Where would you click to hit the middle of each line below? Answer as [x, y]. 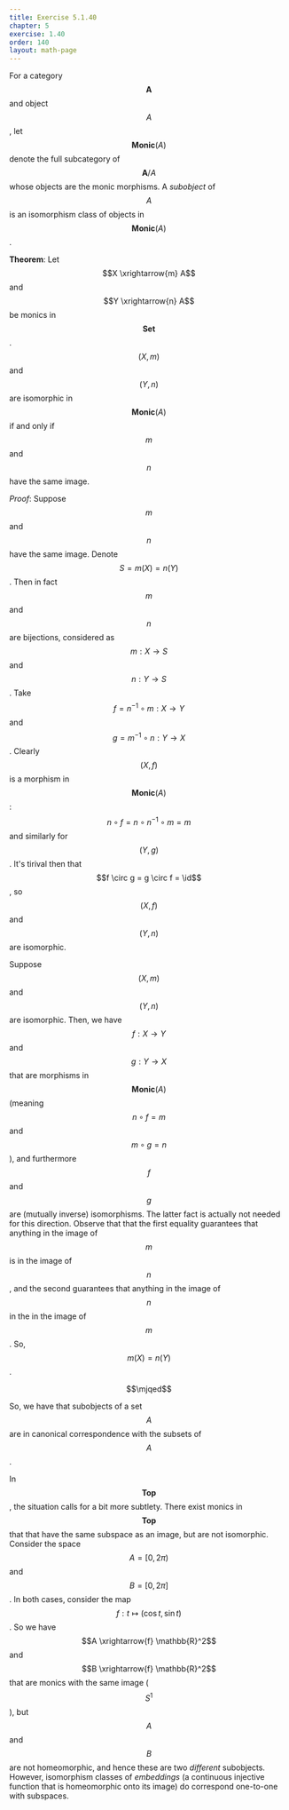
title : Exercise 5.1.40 [53, 17]
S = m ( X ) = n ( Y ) [149, 568]
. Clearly [24, 751]
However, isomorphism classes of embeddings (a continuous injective [137, 1776]
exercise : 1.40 [37, 34]
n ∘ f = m [149, 1117]
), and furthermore [43, 1159]
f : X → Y [149, 1034]
